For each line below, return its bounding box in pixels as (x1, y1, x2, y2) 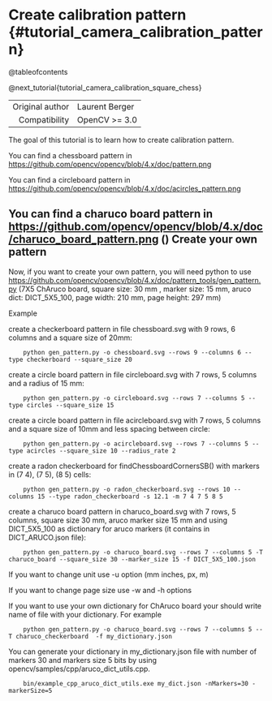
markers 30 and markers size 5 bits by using (8, 655, 157, 664)
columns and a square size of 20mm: (8, 333, 132, 342)
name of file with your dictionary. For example (8, 609, 162, 619)
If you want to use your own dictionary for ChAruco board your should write (8, 600, 262, 610)
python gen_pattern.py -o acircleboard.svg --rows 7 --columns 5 (23, 440, 249, 448)
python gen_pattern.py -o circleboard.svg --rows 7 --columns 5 (23, 394, 245, 402)
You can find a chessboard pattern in (8, 150, 132, 160)
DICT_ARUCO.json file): (8, 532, 87, 542)
